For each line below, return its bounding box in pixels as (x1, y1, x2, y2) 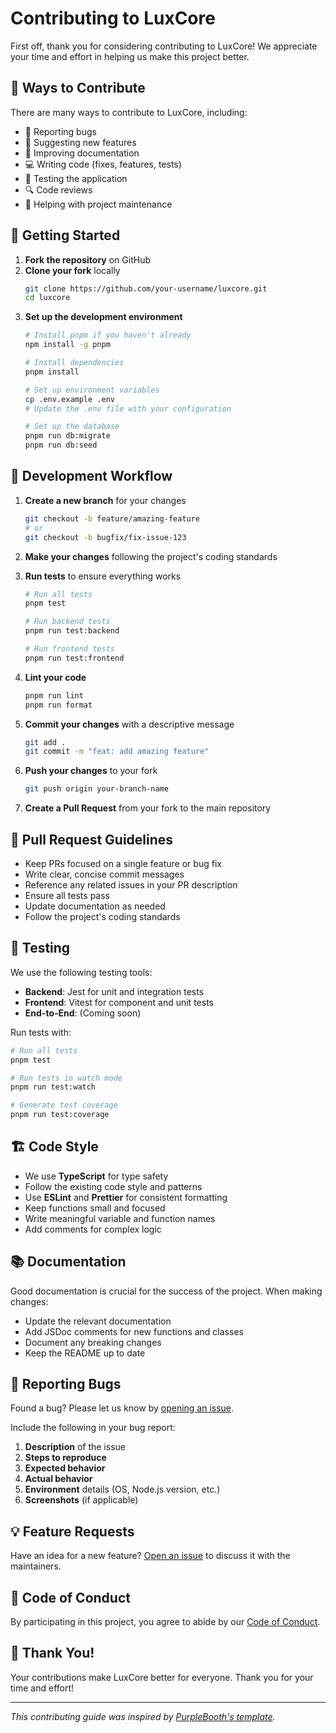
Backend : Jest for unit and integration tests (24, 985, 205, 997)
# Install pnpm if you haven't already (24, 330, 192, 341)
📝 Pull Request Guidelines (10, 831, 174, 848)
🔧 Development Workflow (10, 468, 173, 485)
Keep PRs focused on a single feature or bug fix (24, 857, 222, 869)
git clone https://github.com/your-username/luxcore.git (24, 283, 268, 294)
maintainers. (10, 1560, 62, 1572)
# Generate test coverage (10, 1100, 118, 1111)
